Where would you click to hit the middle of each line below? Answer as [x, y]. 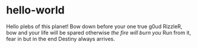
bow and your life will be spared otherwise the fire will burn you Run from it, [99, 32]
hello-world [36, 10]
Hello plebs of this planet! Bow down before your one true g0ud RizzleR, [94, 26]
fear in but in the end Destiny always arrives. [61, 39]
